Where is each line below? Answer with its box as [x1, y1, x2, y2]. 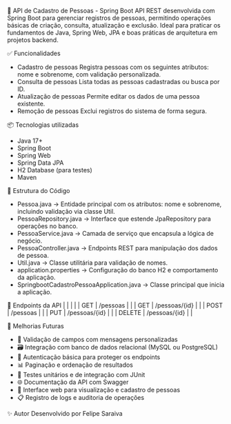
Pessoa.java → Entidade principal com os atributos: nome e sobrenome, [17, 200, 222, 208]
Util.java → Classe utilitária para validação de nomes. [17, 259, 168, 267]
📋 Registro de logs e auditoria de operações [17, 394, 145, 401]
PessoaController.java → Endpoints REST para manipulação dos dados [17, 244, 219, 252]
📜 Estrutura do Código [7, 187, 70, 194]
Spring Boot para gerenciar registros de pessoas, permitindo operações [7, 14, 212, 22]
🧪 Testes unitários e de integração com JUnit [17, 371, 145, 378]
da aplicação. [17, 273, 56, 281]
